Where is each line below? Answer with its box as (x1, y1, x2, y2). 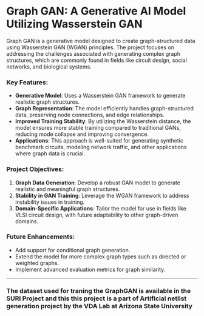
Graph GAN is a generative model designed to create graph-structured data (6, 37, 195, 44)
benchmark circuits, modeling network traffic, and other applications (15, 144, 187, 151)
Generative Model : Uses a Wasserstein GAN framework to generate (15, 92, 186, 99)
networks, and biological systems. (6, 62, 92, 70)
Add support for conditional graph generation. (15, 246, 131, 254)
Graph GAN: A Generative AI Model (6, 4, 186, 18)
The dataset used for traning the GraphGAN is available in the (6, 286, 191, 295)
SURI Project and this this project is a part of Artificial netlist (6, 294, 187, 303)
